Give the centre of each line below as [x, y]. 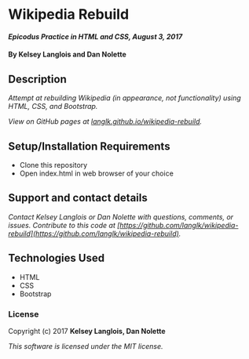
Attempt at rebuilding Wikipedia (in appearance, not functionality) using [124, 98]
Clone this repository [53, 165]
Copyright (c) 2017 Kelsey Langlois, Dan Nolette [87, 331]
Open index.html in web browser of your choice [97, 173]
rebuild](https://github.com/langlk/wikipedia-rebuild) [93, 234]
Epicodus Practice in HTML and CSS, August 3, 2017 [95, 36]
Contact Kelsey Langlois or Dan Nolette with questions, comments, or [121, 216]
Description [37, 79]
